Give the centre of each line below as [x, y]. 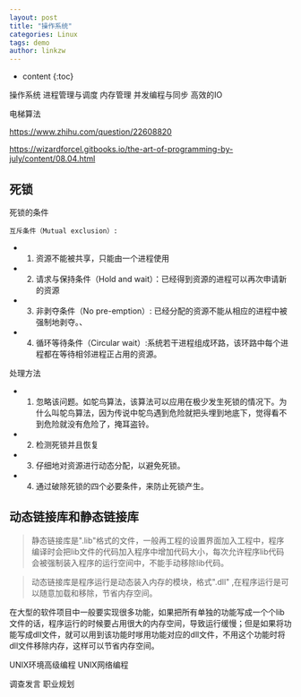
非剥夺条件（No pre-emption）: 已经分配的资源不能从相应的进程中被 [162, 311]
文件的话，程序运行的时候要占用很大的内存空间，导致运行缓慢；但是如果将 [146, 623]
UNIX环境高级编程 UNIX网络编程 [69, 665]
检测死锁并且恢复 [67, 444]
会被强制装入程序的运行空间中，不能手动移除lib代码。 [130, 563]
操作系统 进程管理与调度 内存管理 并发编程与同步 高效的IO [116, 95]
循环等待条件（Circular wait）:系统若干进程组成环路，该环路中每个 [158, 342]
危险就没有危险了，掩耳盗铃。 [99, 424]
